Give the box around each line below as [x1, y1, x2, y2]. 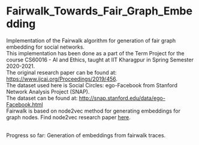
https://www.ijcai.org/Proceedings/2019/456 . [6, 75, 118, 82]
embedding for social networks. [6, 43, 85, 51]
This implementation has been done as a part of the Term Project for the [6, 49, 185, 57]
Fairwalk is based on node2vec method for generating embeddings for [6, 107, 181, 114]
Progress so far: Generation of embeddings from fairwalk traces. [6, 131, 166, 139]
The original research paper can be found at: [6, 69, 117, 76]
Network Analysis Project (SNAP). [6, 88, 90, 95]
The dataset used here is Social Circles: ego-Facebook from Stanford [6, 81, 178, 88]
